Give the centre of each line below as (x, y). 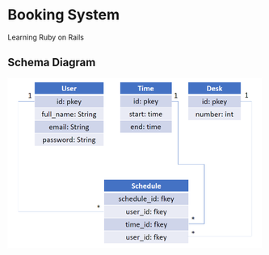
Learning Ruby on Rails (46, 37)
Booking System (64, 15)
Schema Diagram (52, 63)
